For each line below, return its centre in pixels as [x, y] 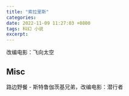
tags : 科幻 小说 [25, 29]
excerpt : [17, 34]
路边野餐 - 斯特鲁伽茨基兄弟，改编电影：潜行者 [65, 87]
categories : [21, 18]
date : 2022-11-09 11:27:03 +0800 [48, 23]
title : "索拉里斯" [28, 12]
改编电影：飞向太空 [30, 53]
